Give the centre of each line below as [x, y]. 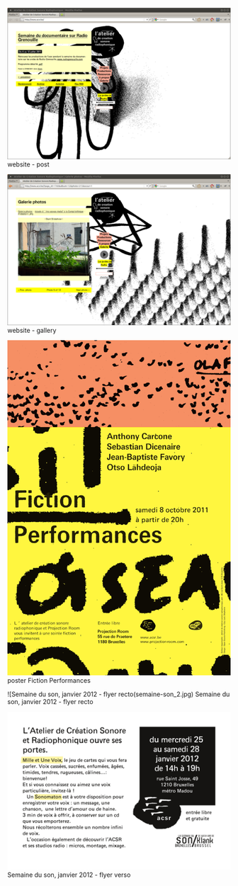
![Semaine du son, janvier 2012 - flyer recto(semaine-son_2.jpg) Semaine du [119, 694]
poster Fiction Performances [49, 680]
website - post [28, 164]
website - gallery [32, 331]
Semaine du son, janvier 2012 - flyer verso [69, 875]
